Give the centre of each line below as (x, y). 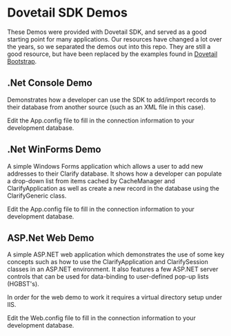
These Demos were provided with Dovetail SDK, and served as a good (107, 32)
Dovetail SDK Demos (67, 13)
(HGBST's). (23, 284)
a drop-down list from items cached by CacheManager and (91, 180)
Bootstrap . (22, 61)
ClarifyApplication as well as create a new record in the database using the (113, 188)
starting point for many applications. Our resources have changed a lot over (114, 39)
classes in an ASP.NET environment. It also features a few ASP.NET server (113, 269)
